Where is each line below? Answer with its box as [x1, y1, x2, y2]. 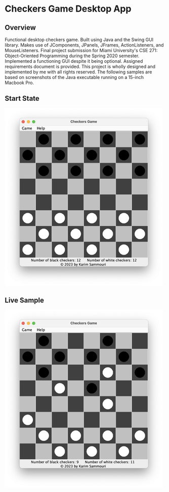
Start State [5, 94, 40, 103]
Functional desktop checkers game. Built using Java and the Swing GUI [5, 36, 154, 43]
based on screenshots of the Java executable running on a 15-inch [5, 74, 144, 80]
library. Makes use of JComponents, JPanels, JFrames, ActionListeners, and [5, 42, 164, 48]
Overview [5, 23, 36, 32]
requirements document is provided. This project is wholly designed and [5, 64, 155, 69]
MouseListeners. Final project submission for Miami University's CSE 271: [5, 48, 158, 53]
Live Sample [5, 296, 44, 304]
